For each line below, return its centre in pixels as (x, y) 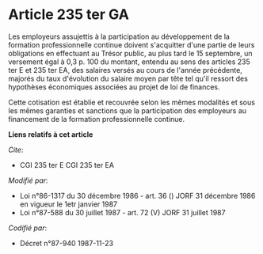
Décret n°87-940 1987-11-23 (66, 243)
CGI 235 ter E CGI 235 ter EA (67, 165)
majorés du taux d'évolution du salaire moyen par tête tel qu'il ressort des (128, 78)
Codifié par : (28, 228)
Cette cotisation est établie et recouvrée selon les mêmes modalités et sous (132, 102)
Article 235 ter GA (69, 15)
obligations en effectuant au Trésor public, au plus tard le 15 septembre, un (130, 53)
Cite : (16, 150)
